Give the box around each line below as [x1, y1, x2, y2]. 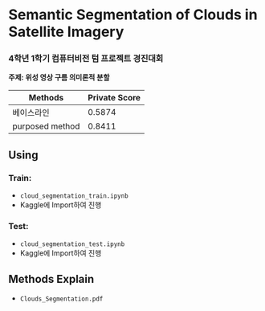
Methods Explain [8, 272, 95, 286]
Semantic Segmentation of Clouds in [8, 6, 259, 24]
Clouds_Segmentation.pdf [19, 295, 104, 303]
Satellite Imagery [8, 23, 124, 41]
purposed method [12, 121, 80, 132]
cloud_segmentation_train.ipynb [19, 192, 128, 200]
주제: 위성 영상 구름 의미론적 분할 [8, 72, 110, 82]
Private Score [88, 92, 141, 104]
